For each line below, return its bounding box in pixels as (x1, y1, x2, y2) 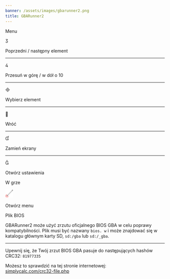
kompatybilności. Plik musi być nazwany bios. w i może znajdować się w (5, 227, 158, 233)
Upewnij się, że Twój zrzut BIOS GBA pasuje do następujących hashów (5, 247, 153, 253)
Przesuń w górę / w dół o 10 (5, 72, 63, 78)
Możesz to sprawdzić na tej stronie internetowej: (5, 262, 107, 268)
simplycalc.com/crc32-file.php (5, 268, 70, 274)
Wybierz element (5, 96, 41, 102)
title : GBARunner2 (5, 13, 44, 19)
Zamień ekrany (5, 145, 36, 151)
